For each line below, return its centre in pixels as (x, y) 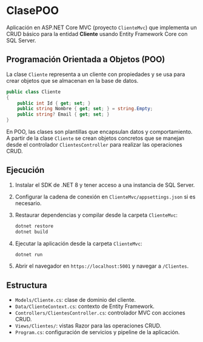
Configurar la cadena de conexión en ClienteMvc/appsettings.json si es (105, 197)
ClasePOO (33, 11)
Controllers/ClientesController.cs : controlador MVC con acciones (100, 313)
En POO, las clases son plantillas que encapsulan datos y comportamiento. (99, 132)
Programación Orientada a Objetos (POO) (86, 59)
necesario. (28, 203)
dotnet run (29, 254)
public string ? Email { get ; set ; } (64, 114)
